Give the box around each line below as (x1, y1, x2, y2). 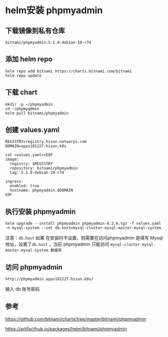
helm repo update (5, 73, 42, 78)
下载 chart (5, 88, 38, 97)
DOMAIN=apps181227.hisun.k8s (5, 143, 67, 149)
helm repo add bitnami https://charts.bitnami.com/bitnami (5, 69, 132, 74)
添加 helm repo (5, 55, 53, 64)
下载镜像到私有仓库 (5, 26, 65, 35)
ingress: (5, 179, 24, 184)
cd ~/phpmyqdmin (5, 106, 39, 111)
